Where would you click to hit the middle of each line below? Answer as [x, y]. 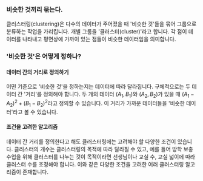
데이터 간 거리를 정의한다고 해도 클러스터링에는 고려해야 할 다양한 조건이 [91, 142]
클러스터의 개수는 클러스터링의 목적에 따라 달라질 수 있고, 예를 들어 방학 [98, 149]
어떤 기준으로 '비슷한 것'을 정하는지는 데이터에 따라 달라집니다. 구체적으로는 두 [98, 87]
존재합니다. [35, 172]
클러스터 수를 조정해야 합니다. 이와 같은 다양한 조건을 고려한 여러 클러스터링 [95, 164]
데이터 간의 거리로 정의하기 [38, 72]
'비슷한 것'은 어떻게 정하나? [44, 56]
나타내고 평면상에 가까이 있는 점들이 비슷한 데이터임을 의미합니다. [99, 39]
